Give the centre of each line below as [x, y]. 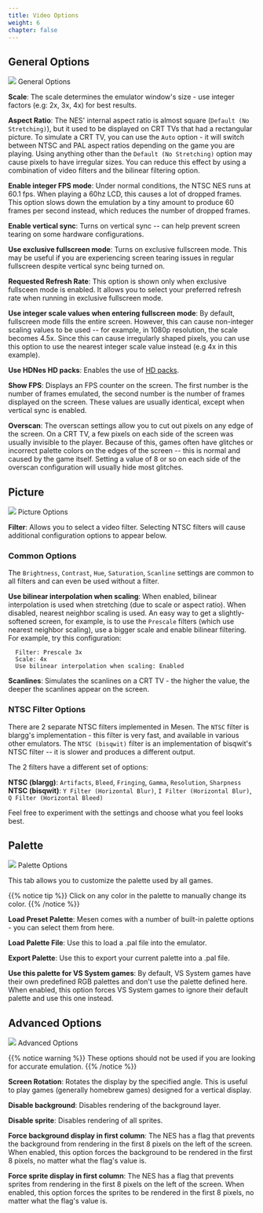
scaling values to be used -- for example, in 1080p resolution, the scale [123, 330]
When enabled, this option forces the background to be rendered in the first [130, 1153]
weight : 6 [24, 23]
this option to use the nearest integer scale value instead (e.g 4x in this [123, 347]
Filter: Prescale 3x [49, 652]
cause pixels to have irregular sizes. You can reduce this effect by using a [127, 163]
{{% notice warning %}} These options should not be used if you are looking [132, 1058]
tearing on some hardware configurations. [76, 234]
